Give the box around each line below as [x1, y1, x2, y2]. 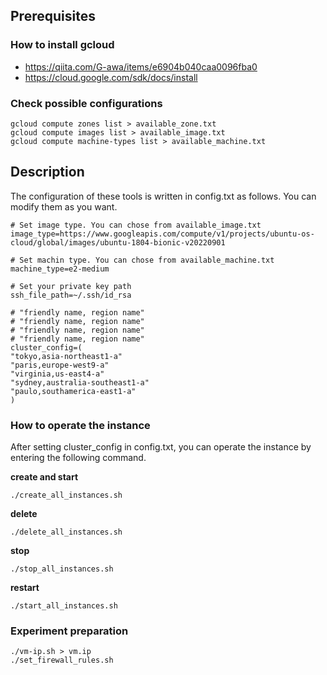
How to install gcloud [10, 38, 115, 52]
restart [10, 582, 40, 594]
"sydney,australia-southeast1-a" [10, 377, 150, 388]
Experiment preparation [10, 624, 129, 638]
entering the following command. [10, 452, 147, 464]
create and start [10, 471, 79, 483]
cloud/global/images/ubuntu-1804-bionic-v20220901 [10, 237, 226, 248]
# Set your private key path [10, 281, 132, 291]
